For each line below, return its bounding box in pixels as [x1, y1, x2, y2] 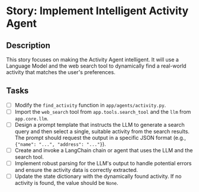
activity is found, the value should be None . [14, 180, 118, 187]
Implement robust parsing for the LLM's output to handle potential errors [14, 160, 192, 167]
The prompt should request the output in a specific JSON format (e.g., [14, 135, 187, 141]
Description [6, 40, 50, 50]
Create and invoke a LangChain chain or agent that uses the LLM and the [14, 147, 193, 153]
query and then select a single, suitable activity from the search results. [14, 128, 190, 135]
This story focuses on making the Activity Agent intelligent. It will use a [6, 56, 179, 63]
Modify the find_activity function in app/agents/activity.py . [14, 101, 166, 108]
